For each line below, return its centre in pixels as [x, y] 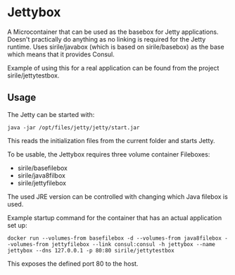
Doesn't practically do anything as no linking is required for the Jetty [107, 39]
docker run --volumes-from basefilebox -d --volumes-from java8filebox [114, 238]
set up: [17, 225]
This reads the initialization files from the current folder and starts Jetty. [112, 140]
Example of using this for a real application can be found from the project [113, 68]
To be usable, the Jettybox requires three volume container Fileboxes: [109, 154]
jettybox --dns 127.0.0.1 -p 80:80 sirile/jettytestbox [91, 250]
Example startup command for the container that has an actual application [115, 218]
